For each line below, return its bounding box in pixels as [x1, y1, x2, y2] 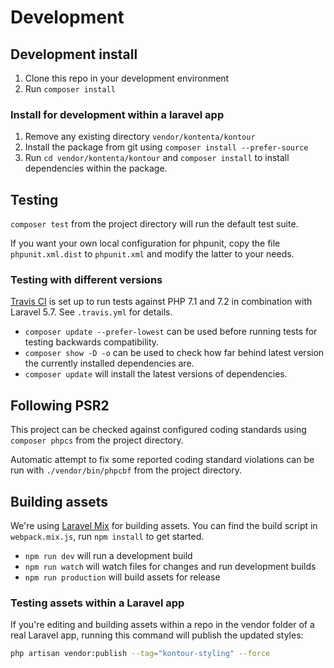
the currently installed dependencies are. [24, 357, 195, 370]
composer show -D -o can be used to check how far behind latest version [24, 347, 325, 359]
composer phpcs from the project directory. [10, 434, 184, 446]
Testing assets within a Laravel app [10, 596, 185, 610]
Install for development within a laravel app [10, 107, 225, 121]
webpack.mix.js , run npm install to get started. [10, 531, 205, 543]
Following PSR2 [10, 397, 110, 414]
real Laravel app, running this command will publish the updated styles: [10, 629, 304, 641]
